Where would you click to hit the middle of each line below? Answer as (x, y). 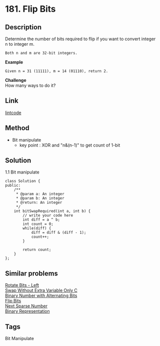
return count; (37, 250)
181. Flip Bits (31, 9)
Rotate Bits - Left (22, 285)
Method (17, 128)
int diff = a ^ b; (41, 220)
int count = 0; (38, 224)
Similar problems (32, 273)
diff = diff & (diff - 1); (59, 233)
